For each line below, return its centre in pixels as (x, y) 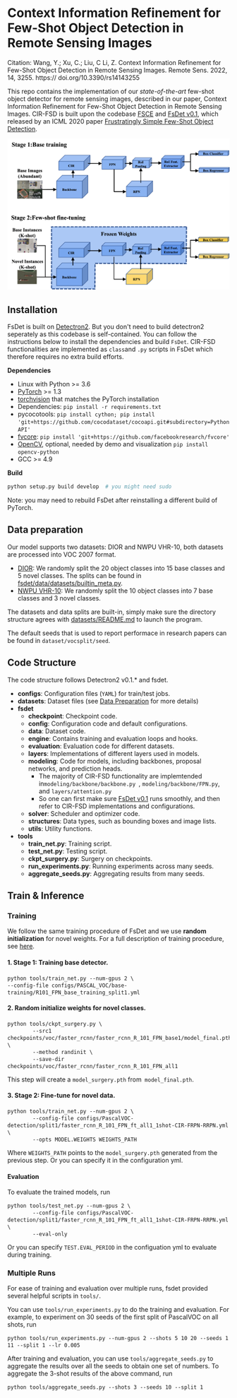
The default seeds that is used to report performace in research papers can (117, 633)
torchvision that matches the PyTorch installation (88, 399)
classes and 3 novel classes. (59, 598)
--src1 (42, 1031)
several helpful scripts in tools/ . (54, 1296)
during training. (30, 1255)
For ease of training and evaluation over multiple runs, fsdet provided (108, 1289)
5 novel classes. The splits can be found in (79, 575)
